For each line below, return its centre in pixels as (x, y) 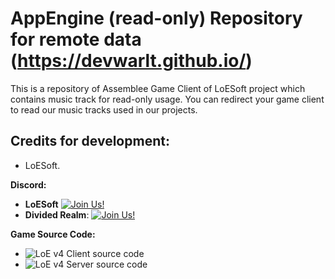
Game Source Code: (53, 234)
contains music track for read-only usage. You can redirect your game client (167, 99)
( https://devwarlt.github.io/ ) (131, 61)
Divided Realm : (57, 214)
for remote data (76, 39)
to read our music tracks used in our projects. (104, 109)
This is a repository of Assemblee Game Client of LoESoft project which (158, 88)
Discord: (28, 184)
